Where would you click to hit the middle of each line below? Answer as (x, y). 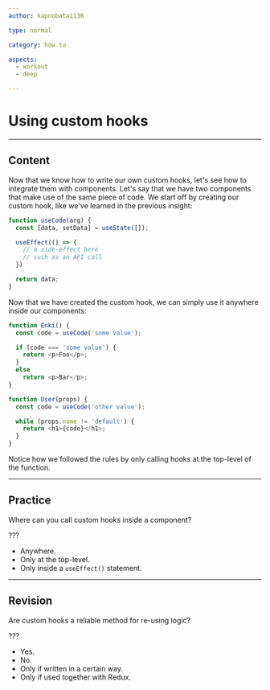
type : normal (30, 30)
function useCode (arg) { (50, 220)
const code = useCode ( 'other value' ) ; (81, 407)
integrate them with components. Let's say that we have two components (130, 188)
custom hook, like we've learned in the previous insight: (100, 205)
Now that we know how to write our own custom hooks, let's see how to (127, 180)
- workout (32, 67)
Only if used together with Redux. (75, 677)
